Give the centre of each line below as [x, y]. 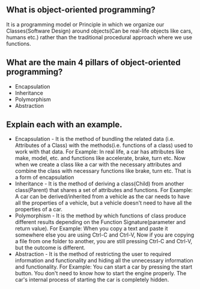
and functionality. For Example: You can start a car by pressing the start [104, 267]
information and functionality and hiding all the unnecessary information [104, 261]
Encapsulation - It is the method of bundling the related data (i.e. [95, 139]
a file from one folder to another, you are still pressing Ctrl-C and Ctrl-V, [104, 241]
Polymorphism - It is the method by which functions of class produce [100, 216]
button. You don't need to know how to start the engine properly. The [101, 273]
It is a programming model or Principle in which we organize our [85, 24]
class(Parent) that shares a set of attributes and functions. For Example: [104, 190]
